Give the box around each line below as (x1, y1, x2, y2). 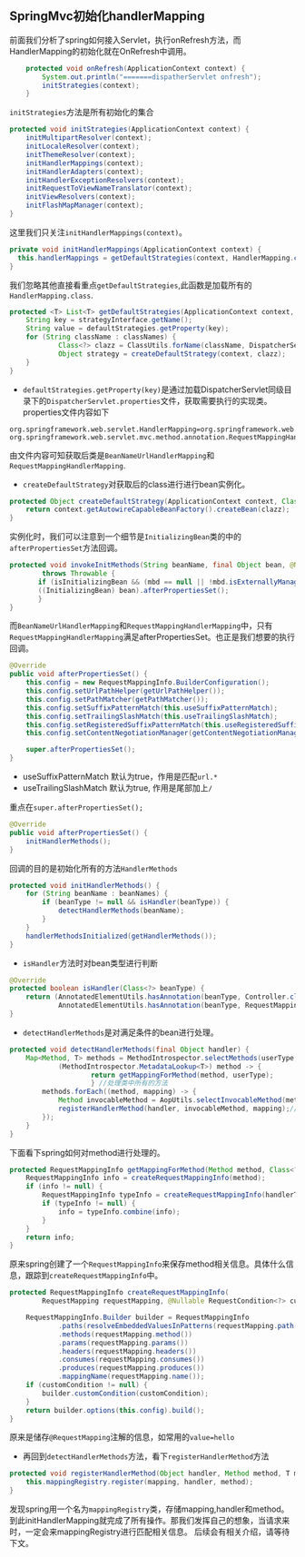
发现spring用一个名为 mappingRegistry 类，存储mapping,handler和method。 (9, 1503, 290, 1514)
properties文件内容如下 (22, 407, 110, 418)
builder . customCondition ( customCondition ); (42, 1388, 209, 1398)
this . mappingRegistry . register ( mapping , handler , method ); (25, 1478, 254, 1487)
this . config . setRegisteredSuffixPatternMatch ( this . (25, 720, 225, 729)
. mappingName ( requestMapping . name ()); (57, 1372, 205, 1382)
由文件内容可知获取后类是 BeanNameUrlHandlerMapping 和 (9, 449, 215, 460)
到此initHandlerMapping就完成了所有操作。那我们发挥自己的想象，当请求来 (9, 1515, 290, 1526)
